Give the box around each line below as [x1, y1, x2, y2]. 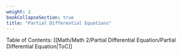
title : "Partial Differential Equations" [6, 20, 112, 26]
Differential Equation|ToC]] [6, 43, 72, 50]
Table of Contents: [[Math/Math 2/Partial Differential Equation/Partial [6, 37, 177, 44]
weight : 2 [6, 8, 31, 15]
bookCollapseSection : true [6, 14, 74, 20]
